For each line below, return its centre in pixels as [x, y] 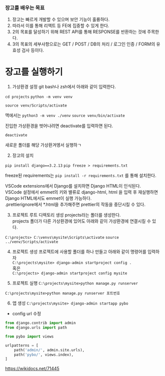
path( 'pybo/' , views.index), [44, 355]
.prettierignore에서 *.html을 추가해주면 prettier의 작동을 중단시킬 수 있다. [75, 205]
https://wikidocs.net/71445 [32, 369]
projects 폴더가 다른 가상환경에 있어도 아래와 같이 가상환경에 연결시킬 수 [82, 221]
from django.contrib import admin [41, 323]
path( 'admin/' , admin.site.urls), [49, 350]
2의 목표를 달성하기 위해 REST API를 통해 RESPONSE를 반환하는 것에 [79, 32]
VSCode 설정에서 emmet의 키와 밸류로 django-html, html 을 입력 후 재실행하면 [82, 192]
